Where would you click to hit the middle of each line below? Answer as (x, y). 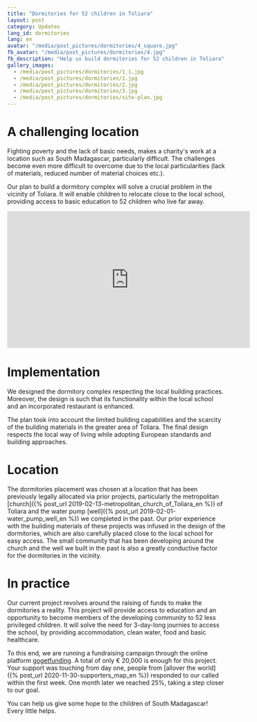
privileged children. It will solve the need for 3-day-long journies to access (113, 625)
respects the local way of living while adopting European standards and (109, 434)
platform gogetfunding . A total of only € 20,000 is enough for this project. (112, 660)
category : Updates (34, 26)
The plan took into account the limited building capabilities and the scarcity (114, 419)
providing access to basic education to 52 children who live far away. (106, 201)
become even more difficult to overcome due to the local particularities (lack (116, 166)
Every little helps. (32, 711)
